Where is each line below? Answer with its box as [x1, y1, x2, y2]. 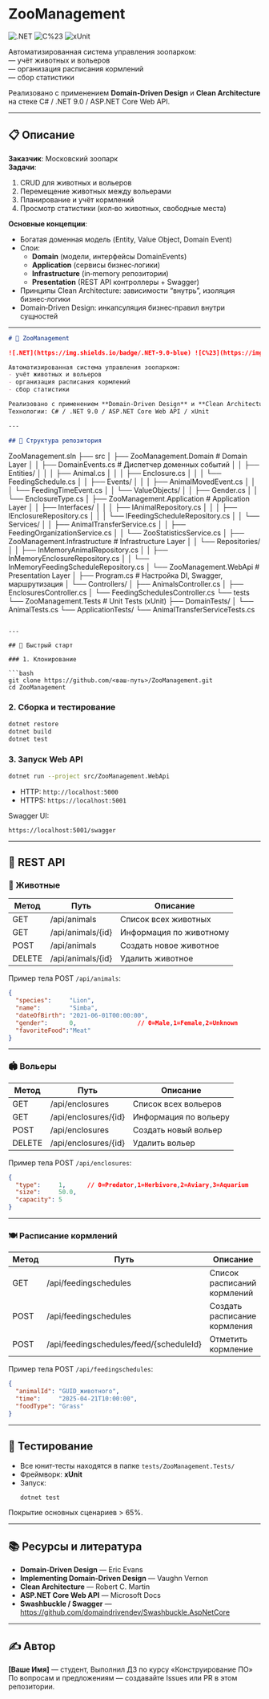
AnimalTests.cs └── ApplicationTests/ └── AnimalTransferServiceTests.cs [8, 604, 255, 614]
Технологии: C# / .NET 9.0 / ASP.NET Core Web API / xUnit [8, 407, 210, 416]
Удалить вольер [132, 1137, 196, 1148]
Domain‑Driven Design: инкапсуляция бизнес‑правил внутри [19, 303, 226, 312]
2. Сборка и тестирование [8, 701, 116, 713]
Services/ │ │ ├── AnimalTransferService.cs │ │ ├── [8, 519, 187, 529]
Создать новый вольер [132, 1124, 223, 1136]
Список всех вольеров [132, 1098, 222, 1109]
